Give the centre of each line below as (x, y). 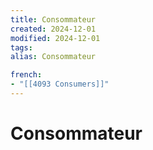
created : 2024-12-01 (53, 29)
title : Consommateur (53, 19)
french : (26, 75)
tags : (21, 47)
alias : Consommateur (53, 57)
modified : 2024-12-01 (55, 38)
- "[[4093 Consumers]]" (60, 84)
